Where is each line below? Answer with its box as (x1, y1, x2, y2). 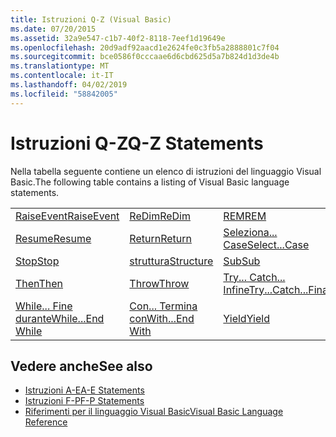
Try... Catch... (223, 270, 286, 284)
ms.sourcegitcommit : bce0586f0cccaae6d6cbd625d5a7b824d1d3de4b (10, 52, 280, 62)
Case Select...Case (223, 237, 310, 251)
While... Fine (15, 299, 73, 313)
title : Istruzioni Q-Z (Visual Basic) (10, 14, 172, 25)
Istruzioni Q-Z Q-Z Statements (10, 132, 264, 155)
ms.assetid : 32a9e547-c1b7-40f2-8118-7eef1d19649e (10, 33, 226, 43)
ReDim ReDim (129, 209, 191, 223)
